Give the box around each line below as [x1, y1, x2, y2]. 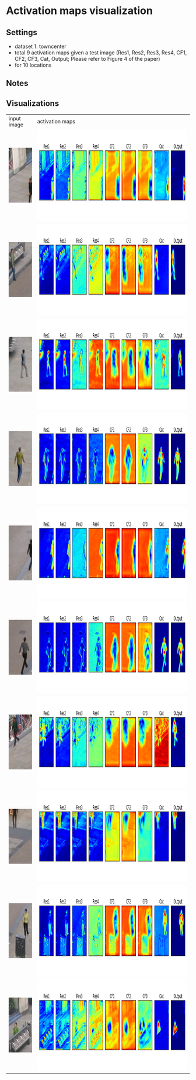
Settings [6, 27, 38, 37]
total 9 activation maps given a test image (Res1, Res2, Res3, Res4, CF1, [14, 49, 187, 56]
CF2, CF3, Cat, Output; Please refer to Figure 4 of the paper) [14, 56, 160, 62]
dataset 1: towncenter [14, 43, 67, 50]
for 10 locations [14, 61, 52, 68]
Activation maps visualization [6, 4, 153, 18]
